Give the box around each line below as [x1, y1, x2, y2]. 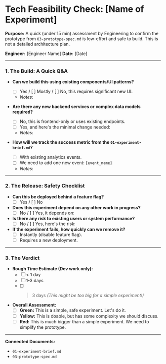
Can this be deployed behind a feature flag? [12, 193, 104, 199]
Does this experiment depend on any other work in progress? [12, 204, 141, 210]
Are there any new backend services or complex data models [12, 104, 141, 110]
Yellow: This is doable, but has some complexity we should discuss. [19, 313, 159, 319]
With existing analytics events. [19, 154, 82, 160]
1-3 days [26, 278, 43, 284]
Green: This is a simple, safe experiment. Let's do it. [19, 307, 126, 313]
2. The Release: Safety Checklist [5, 182, 85, 189]
